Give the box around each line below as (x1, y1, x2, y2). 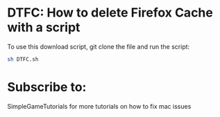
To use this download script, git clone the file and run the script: (7, 42, 190, 51)
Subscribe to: (7, 80, 87, 95)
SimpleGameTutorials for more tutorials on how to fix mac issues (7, 102, 192, 110)
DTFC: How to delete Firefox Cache (7, 5, 213, 21)
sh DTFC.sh (7, 55, 39, 63)
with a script (7, 19, 81, 35)
